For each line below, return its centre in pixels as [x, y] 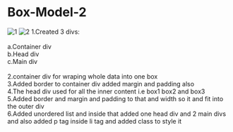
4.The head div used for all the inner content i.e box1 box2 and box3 [106, 91]
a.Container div [29, 46]
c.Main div [22, 61]
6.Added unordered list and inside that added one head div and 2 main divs [117, 114]
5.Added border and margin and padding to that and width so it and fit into [115, 98]
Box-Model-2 [47, 12]
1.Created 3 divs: [55, 32]
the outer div [26, 106]
